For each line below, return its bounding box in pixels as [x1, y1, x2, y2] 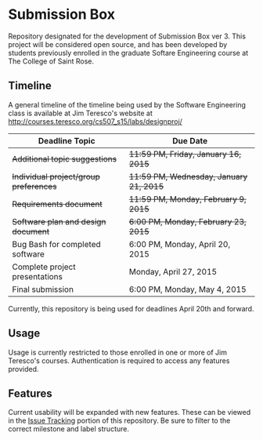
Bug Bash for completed [12, 238, 102, 249]
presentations [12, 271, 63, 282]
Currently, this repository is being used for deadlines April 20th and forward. [8, 304, 254, 313]
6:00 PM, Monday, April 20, [128, 238, 231, 249]
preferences [12, 180, 57, 191]
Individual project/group [12, 171, 100, 182]
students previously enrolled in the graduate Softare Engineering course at [8, 48, 249, 57]
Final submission [12, 284, 74, 295]
